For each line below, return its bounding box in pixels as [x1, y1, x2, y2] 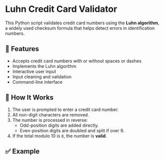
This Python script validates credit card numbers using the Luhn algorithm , [5, 20, 160, 26]
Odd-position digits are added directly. [19, 122, 99, 128]
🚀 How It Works [5, 93, 54, 102]
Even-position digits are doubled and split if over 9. [19, 127, 125, 133]
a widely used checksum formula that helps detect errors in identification [5, 25, 155, 31]
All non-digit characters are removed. [12, 111, 89, 117]
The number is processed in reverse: [12, 117, 88, 123]
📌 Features [5, 45, 39, 53]
